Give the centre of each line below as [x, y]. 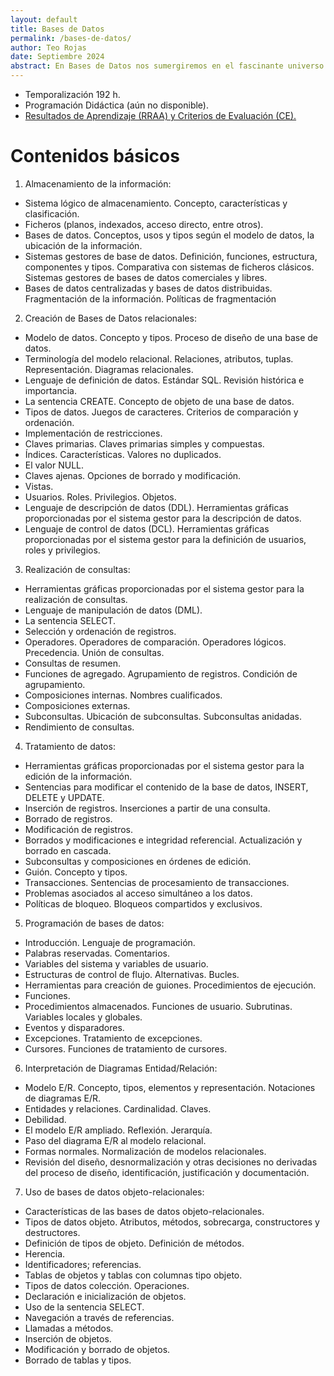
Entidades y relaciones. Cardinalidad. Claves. [118, 1108]
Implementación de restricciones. [93, 433]
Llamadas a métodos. [69, 1328]
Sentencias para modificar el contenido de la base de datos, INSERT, [166, 787]
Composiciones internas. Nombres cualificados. [123, 695]
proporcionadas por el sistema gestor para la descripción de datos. [163, 518]
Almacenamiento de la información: [98, 183]
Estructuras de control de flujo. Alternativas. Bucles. [132, 974]
